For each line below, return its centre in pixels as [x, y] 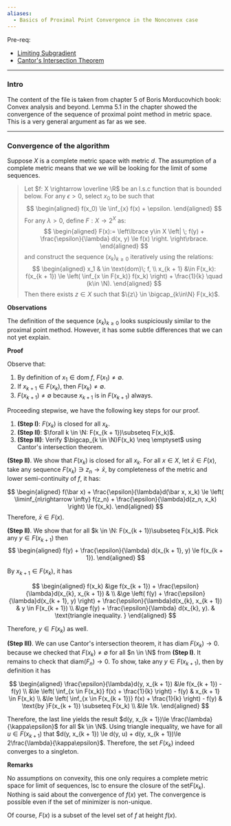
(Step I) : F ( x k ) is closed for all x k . [64, 424]
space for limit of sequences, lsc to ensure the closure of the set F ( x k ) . [106, 786]
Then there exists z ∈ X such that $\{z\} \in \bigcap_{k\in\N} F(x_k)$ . [122, 294]
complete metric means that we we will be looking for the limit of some [107, 168]
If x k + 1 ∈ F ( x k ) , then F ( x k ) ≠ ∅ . [62, 387]
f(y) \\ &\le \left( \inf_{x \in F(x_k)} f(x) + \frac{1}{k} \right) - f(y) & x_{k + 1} [115, 691]
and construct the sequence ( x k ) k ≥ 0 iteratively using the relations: [119, 257]
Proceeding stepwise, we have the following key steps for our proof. [103, 410]
